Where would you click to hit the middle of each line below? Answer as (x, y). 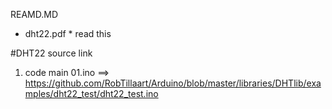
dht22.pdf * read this (68, 33)
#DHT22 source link (51, 53)
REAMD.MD (34, 14)
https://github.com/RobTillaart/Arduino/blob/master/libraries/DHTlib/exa (173, 83)
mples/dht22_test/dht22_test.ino (91, 93)
